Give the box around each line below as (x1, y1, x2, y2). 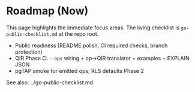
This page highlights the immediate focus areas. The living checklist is (6, 24, 180, 31)
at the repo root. (58, 30, 99, 37)
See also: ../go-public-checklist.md (6, 79, 94, 86)
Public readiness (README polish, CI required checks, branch (14, 42, 168, 49)
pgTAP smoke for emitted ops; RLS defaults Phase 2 (14, 67, 144, 74)
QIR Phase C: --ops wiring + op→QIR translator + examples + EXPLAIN (14, 54, 190, 62)
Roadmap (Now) (6, 4, 89, 18)
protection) (14, 48, 43, 55)
